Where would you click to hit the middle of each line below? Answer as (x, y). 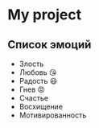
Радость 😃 (38, 81)
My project (45, 15)
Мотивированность (53, 115)
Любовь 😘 (38, 72)
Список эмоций (49, 45)
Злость (31, 64)
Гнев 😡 (32, 89)
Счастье (34, 98)
